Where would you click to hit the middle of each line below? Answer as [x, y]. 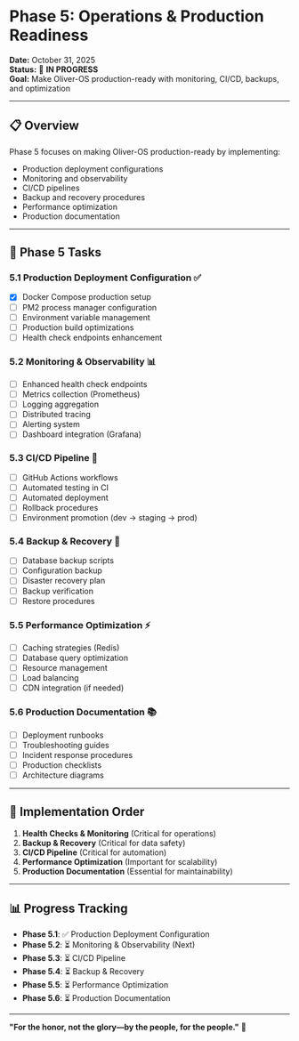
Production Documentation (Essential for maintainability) [127, 871]
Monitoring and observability [75, 178]
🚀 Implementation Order [77, 812]
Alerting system [51, 424]
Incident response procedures [77, 755]
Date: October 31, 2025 [53, 60]
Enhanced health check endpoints [85, 384]
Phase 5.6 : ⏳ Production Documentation [96, 998]
